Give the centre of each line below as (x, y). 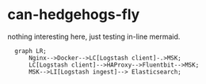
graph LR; (31, 51)
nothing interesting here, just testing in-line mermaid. (94, 36)
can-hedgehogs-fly (74, 15)
